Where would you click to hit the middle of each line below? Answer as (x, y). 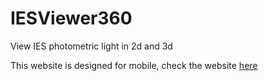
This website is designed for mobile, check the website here (134, 65)
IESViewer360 (71, 18)
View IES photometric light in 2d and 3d (91, 46)
